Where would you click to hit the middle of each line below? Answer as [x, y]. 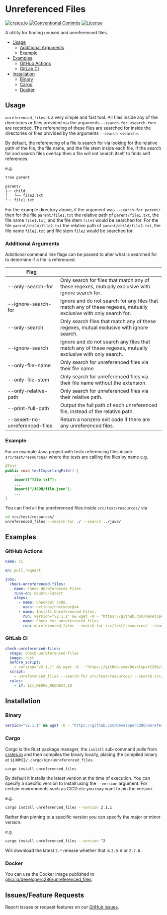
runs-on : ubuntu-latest [39, 593]
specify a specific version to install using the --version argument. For [76, 783]
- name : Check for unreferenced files [58, 621]
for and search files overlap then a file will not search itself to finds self [78, 153]
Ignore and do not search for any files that [109, 301]
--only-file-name [29, 365]
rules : [16, 681]
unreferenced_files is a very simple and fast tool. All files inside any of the [82, 117]
